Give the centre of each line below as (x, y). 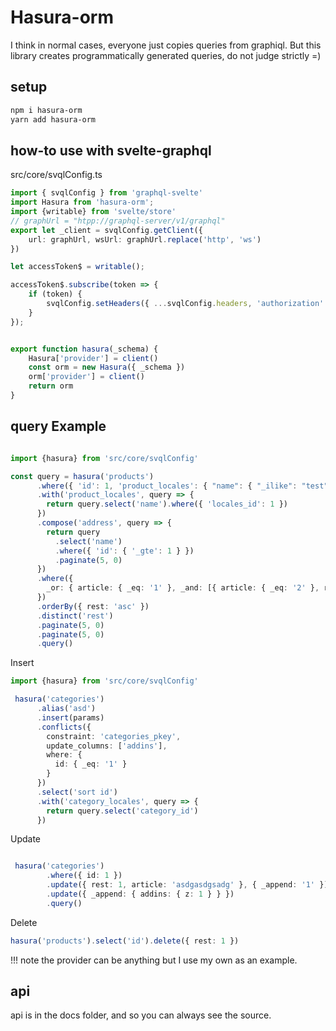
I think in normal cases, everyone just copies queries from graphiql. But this (166, 45)
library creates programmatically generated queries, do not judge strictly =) (166, 55)
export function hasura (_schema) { (84, 349)
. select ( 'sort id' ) (77, 792)
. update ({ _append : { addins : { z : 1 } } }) (140, 894)
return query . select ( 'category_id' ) (122, 811)
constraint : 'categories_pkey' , (114, 736)
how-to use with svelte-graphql (111, 150)
